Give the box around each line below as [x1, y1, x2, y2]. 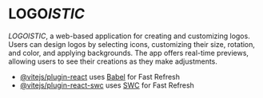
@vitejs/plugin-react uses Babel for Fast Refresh [19, 72, 181, 81]
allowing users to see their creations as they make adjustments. [8, 57, 218, 66]
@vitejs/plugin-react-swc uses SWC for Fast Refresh [19, 80, 194, 90]
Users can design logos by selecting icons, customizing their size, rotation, [8, 39, 256, 49]
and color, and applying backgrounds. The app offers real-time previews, [8, 48, 249, 57]
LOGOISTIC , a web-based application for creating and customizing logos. [8, 31, 250, 41]
